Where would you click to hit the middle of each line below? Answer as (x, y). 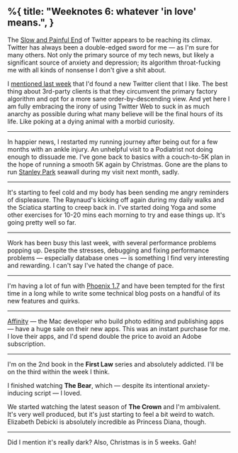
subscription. (27, 344)
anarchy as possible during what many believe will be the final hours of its (115, 113)
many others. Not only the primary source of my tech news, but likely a (111, 55)
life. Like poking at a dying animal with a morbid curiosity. (91, 121)
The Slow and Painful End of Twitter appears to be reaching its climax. (110, 40)
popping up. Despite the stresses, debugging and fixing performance (108, 250)
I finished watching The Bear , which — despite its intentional (96, 385)
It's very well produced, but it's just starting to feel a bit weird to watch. (111, 414)
